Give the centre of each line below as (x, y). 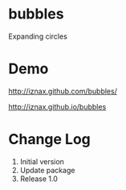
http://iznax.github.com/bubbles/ (63, 91)
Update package (47, 170)
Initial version (42, 161)
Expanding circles (38, 36)
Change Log (49, 140)
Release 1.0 (39, 179)
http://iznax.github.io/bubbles (57, 106)
